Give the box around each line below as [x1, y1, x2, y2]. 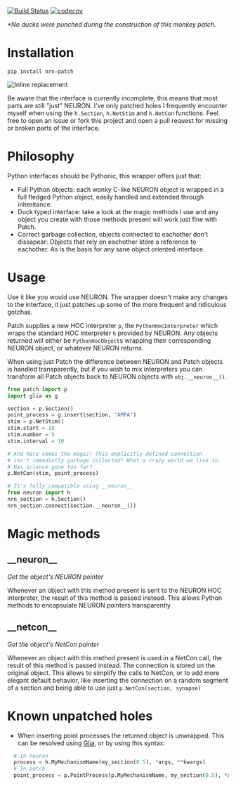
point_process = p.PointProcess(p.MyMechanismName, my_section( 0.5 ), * [13, 772, 228, 779]
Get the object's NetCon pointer [7, 640, 100, 648]
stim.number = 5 [7, 431, 55, 438]
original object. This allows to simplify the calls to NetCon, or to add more [7, 668, 220, 677]
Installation [7, 45, 74, 61]
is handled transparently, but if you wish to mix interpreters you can [7, 365, 203, 373]
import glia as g [7, 392, 58, 400]
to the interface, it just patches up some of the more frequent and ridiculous [7, 300, 227, 308]
